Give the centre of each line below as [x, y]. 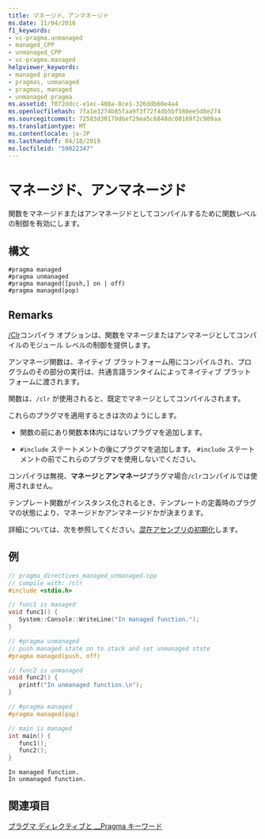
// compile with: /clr [45, 583]
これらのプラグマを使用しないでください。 [131, 459]
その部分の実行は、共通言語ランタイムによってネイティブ [129, 371]
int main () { [30, 736]
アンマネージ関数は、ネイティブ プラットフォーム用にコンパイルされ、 [123, 361]
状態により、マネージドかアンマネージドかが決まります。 [115, 512]
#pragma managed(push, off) [55, 656]
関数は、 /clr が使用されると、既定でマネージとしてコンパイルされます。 [127, 398]
